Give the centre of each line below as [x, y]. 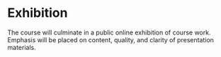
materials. [22, 47]
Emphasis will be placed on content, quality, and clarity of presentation [111, 39]
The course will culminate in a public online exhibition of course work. [109, 32]
